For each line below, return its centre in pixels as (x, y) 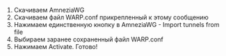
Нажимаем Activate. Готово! (56, 47)
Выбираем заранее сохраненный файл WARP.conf (88, 39)
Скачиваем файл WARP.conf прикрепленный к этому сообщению (111, 17)
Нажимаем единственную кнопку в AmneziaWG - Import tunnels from (116, 25)
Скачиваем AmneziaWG (49, 10)
